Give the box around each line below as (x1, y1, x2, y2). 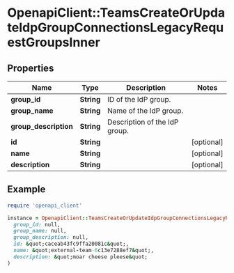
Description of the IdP (107, 117, 179, 127)
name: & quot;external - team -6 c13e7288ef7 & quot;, (13, 247, 155, 254)
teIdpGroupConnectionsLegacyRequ (7, 19, 224, 36)
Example (7, 183, 46, 196)
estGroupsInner (7, 35, 101, 50)
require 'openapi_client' (7, 202, 82, 209)
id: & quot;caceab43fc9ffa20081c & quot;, (13, 240, 130, 248)
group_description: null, (13, 234, 89, 241)
